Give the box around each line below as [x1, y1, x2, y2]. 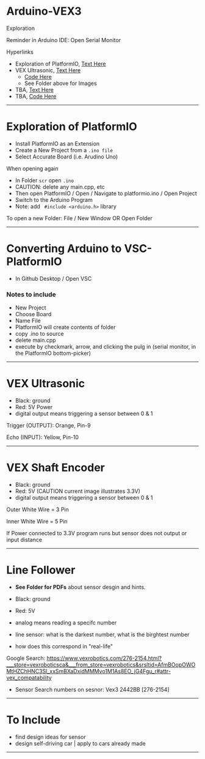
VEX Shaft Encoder [6, 461, 105, 475]
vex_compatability [6, 674, 52, 681]
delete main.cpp [15, 336, 56, 344]
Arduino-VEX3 [6, 4, 82, 18]
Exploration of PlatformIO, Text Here [15, 60, 106, 67]
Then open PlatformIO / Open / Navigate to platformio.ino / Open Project [15, 190, 197, 197]
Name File [15, 317, 41, 325]
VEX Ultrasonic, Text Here [15, 66, 81, 74]
